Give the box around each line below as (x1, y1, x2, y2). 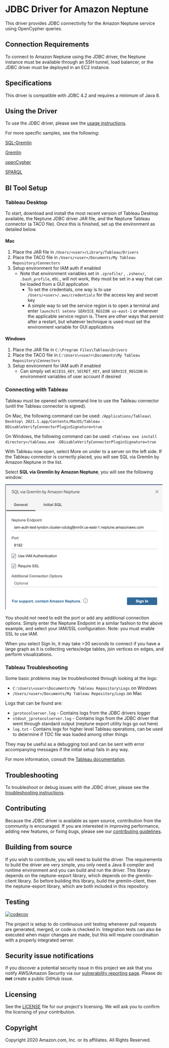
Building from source (5, 843, 72, 851)
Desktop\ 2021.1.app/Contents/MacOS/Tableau (5, 419, 100, 424)
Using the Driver (5, 107, 58, 115)
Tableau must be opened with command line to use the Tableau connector (5, 397, 159, 404)
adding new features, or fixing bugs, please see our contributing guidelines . (5, 828, 162, 834)
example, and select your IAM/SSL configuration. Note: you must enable (5, 625, 155, 631)
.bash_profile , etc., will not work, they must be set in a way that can (20, 276, 162, 282)
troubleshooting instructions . (5, 790, 65, 796)
